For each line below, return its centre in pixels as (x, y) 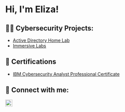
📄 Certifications (31, 62)
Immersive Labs (29, 46)
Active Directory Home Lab (41, 40)
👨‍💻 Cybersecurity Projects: (49, 28)
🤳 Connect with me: (37, 90)
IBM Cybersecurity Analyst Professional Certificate (66, 74)
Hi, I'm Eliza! (32, 9)
